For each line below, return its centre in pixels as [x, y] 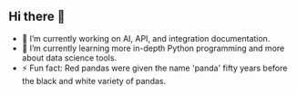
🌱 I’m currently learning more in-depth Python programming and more [153, 48]
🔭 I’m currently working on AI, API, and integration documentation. [146, 38]
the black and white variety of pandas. [94, 81]
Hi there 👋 [37, 17]
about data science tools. [69, 57]
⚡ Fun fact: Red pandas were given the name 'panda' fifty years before [154, 68]
